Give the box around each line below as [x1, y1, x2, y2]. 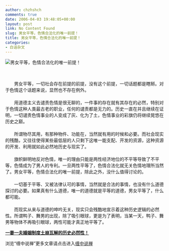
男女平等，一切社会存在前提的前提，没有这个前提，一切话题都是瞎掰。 [14, 80, 159, 87]
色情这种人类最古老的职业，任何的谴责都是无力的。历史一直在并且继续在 [9, 106, 159, 112]
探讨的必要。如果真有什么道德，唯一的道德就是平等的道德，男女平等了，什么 [5, 187, 164, 194]
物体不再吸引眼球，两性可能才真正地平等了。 [14, 219, 107, 225]
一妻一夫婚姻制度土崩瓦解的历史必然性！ [5, 229, 89, 235]
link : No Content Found [5, 26, 55, 31]
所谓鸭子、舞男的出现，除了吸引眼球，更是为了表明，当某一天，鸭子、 [14, 212, 159, 219]
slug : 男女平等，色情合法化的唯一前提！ [5, 31, 79, 36]
